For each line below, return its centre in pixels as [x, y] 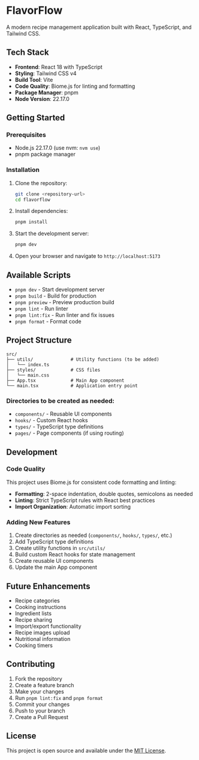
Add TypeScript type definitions [54, 542]
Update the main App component [56, 567]
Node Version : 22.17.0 [42, 99]
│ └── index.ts [28, 364]
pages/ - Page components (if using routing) [69, 433]
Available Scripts [38, 275]
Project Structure [39, 340]
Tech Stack [28, 53]
